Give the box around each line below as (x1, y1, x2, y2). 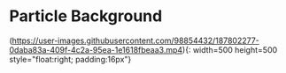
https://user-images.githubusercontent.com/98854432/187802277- (12, 35, 259, 46)
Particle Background (9, 6, 163, 26)
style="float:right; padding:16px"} (9, 54, 132, 64)
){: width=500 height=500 (182, 44, 278, 55)
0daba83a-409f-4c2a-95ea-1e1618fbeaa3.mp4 (9, 44, 183, 55)
